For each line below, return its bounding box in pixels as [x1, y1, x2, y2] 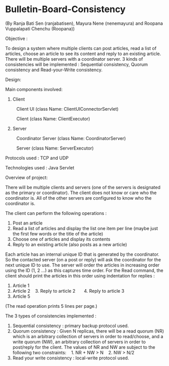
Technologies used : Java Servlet [5, 164, 75, 170]
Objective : [5, 35, 28, 41]
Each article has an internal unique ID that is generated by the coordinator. [5, 251, 160, 257]
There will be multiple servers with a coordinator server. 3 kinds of [5, 56, 143, 62]
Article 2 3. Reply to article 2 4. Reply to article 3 [12, 288, 125, 294]
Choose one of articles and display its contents [12, 236, 111, 242]
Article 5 [12, 293, 30, 299]
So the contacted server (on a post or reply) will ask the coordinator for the [5, 256, 161, 262]
